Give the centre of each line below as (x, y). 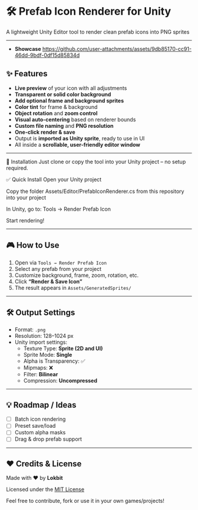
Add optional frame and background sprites (69, 101)
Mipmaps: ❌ (38, 368)
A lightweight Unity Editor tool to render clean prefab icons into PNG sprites (98, 32)
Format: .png (30, 330)
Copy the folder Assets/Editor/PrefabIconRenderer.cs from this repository (95, 191)
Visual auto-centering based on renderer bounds (75, 120)
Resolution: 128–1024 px (44, 336)
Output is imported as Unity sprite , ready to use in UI (80, 138)
